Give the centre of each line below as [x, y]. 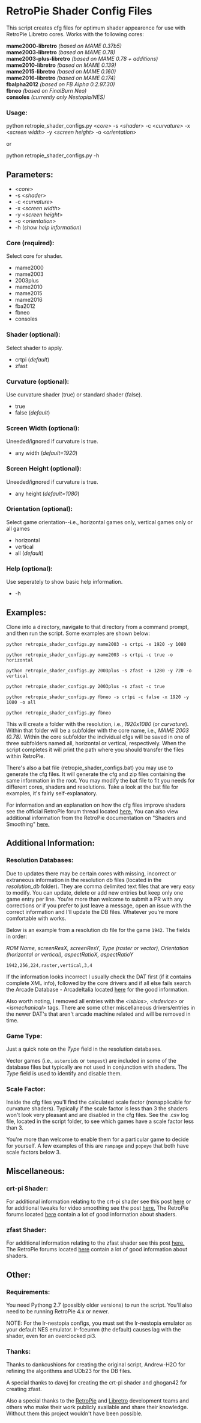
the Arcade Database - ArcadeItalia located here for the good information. [97, 989]
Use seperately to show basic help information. [64, 582]
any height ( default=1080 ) [47, 493]
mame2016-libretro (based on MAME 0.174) [61, 78]
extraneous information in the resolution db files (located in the [84, 880]
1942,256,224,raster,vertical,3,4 [49, 965]
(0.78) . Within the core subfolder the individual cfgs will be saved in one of [98, 737]
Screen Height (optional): [44, 469]
